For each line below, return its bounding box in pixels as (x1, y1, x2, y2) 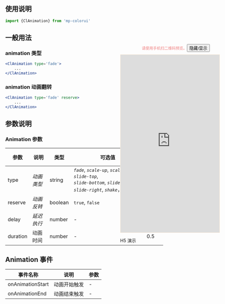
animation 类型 (5, 50, 42, 57)
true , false (73, 199, 100, 206)
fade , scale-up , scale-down (73, 166, 136, 173)
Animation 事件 (5, 255, 54, 264)
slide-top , (73, 172, 99, 179)
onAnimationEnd (8, 290, 47, 297)
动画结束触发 (53, 290, 84, 297)
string (49, 176, 64, 183)
